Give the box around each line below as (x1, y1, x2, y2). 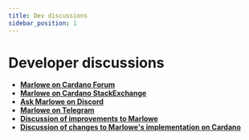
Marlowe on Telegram (19, 106, 95, 115)
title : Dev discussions (8, 11, 88, 20)
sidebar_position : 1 (8, 19, 78, 27)
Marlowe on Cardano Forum (19, 80, 116, 90)
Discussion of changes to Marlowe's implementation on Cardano (19, 122, 241, 132)
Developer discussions (8, 54, 165, 72)
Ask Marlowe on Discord (19, 97, 104, 106)
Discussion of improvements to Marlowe (19, 114, 158, 124)
